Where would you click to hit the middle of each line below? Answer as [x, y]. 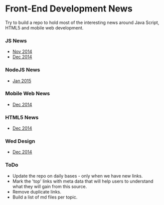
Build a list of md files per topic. [45, 197]
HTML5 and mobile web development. [44, 27]
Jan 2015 [22, 81]
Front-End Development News [69, 9]
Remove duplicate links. [37, 192]
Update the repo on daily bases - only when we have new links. [78, 176]
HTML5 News [22, 117]
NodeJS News [23, 70]
